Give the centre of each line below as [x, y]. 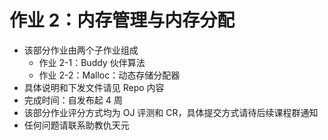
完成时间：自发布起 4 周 [73, 100]
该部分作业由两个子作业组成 [81, 50]
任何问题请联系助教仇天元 [76, 125]
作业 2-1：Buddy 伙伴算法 [92, 62]
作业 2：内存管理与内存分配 [122, 20]
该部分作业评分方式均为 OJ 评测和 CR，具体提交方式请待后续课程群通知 [171, 112]
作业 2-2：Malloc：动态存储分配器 [109, 75]
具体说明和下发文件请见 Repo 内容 [94, 87]
